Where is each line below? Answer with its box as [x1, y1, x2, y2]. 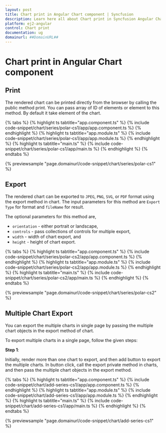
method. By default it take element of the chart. [5, 110, 101, 116]
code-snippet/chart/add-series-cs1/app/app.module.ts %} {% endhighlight [5, 392, 158, 398]
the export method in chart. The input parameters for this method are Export [5, 198, 161, 204]
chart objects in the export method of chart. [5, 328, 94, 334]
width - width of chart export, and [12, 234, 82, 240]
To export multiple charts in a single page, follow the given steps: [5, 337, 138, 343]
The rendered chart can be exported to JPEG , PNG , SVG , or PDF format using [5, 193, 154, 199]
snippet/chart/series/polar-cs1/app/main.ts [5, 145, 92, 151]
